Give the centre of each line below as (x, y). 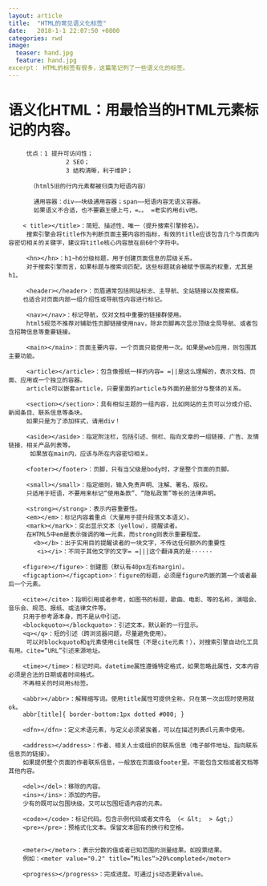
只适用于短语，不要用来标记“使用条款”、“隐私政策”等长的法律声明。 (123, 493)
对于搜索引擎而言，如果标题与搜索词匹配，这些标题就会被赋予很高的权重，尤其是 (140, 267)
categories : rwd (35, 38)
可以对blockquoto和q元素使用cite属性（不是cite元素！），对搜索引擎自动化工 (139, 642)
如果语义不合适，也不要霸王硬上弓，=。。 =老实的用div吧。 (117, 210)
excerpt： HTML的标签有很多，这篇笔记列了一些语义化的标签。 (99, 68)
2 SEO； (78, 162)
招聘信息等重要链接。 (44, 332)
